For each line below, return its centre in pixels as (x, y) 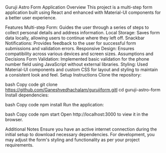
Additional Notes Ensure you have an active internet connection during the (81, 129)
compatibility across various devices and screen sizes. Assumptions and (79, 54)
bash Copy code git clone (31, 84)
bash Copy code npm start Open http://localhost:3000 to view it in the (77, 114)
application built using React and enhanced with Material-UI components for (83, 12)
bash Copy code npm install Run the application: (55, 105)
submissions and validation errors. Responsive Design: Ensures (70, 48)
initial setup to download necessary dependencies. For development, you (80, 134)
